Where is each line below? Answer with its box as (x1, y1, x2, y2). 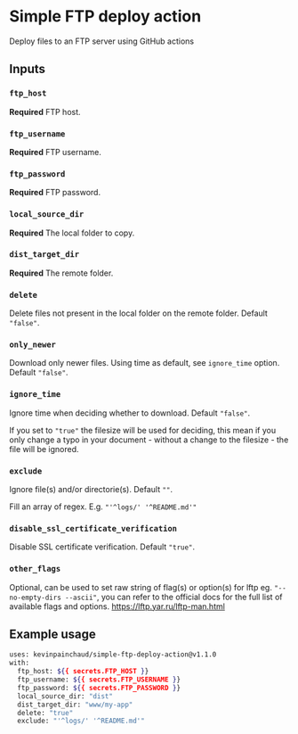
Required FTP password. (9, 187, 101, 198)
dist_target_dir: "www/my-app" (17, 700, 133, 709)
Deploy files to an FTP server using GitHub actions (9, 36, 194, 46)
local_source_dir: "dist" (17, 691, 114, 701)
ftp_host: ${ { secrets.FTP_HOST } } (17, 667, 149, 676)
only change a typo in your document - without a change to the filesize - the (9, 434, 289, 445)
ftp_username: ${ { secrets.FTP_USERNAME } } (17, 675, 181, 684)
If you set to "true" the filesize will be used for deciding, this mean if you (9, 425, 277, 435)
